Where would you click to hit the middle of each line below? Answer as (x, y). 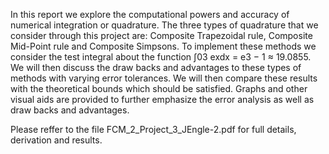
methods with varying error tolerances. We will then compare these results (164, 78)
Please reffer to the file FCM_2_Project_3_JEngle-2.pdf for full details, (153, 129)
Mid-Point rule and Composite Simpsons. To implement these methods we (163, 46)
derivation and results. (56, 140)
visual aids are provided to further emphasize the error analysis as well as (162, 99)
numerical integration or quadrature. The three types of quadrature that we (164, 25)
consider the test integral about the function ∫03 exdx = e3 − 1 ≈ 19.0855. (161, 57)
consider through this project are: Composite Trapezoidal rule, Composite (161, 35)
